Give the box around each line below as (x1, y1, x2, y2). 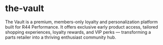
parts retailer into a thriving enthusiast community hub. (5, 34, 117, 40)
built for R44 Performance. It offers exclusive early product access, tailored (5, 24, 159, 30)
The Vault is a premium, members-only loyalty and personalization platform (5, 19, 158, 25)
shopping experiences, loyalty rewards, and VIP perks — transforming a (5, 29, 151, 35)
